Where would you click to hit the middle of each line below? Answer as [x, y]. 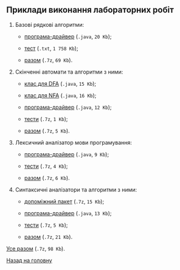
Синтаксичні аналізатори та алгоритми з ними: [76, 189]
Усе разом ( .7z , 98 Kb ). [36, 248]
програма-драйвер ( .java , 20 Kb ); [68, 36]
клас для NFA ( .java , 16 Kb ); [60, 95]
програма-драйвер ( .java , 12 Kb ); [68, 107]
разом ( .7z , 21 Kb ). [48, 237]
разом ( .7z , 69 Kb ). [48, 60]
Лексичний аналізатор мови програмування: [74, 142]
